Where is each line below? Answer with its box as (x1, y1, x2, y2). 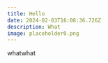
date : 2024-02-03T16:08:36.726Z (7, 17, 101, 24)
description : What (7, 23, 61, 30)
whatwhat (7, 49, 36, 57)
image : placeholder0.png (7, 29, 79, 37)
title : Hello (7, 10, 45, 17)
